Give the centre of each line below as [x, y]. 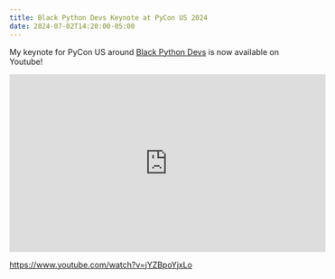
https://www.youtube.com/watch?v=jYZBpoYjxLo [101, 265]
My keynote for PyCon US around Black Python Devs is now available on [144, 51]
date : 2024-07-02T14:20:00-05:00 [72, 26]
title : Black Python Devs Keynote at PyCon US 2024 [108, 18]
